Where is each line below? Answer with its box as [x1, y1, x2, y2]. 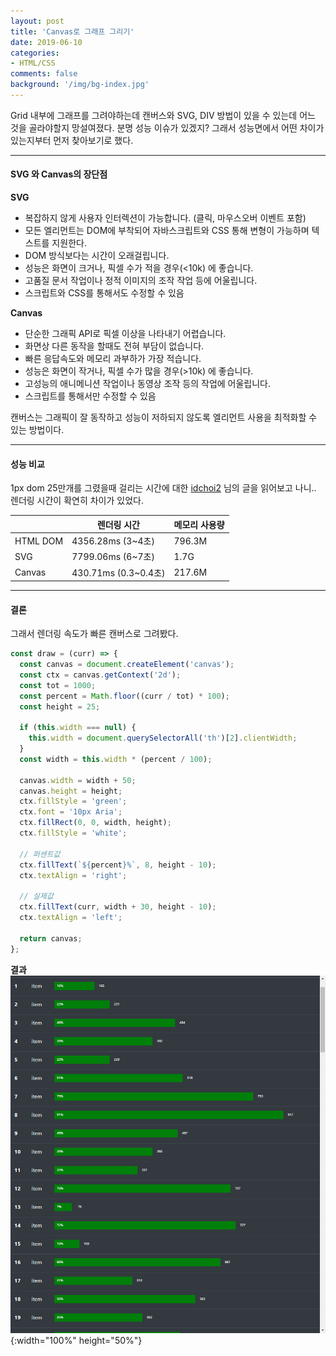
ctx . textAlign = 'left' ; [19, 913, 123, 923]
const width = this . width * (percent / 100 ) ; [19, 754, 213, 764]
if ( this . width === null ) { [19, 723, 137, 733]
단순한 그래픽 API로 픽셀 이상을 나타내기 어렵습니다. [24, 328, 227, 340]
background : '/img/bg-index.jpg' [10, 80, 150, 90]
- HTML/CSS [10, 58, 56, 69]
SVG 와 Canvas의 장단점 [10, 168, 108, 180]
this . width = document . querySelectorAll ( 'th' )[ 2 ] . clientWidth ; [28, 733, 298, 744]
